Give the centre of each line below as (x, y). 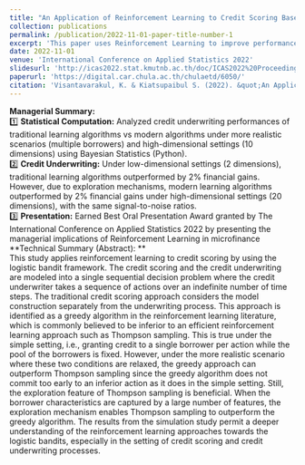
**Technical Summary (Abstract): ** (78, 248)
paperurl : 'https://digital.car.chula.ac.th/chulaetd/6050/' (128, 77)
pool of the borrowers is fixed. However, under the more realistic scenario (148, 354)
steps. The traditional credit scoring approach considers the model (134, 296)
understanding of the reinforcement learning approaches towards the (139, 431)
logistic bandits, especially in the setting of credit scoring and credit (136, 441)
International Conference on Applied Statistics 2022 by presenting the (140, 228)
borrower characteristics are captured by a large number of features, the (145, 402)
